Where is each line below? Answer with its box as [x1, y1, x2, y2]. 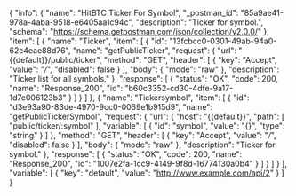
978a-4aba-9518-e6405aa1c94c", [9, 17, 134, 27]
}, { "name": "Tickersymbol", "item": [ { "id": [89, 92, 250, 103]
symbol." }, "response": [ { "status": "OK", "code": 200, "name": [9, 149, 243, 159]
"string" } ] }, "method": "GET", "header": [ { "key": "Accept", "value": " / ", [9, 130, 277, 140]
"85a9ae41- [240, 8, 284, 18]
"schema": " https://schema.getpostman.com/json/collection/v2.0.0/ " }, [9, 27, 269, 36]
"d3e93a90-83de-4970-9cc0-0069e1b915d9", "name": [9, 102, 213, 112]
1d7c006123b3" [9, 92, 67, 103]
